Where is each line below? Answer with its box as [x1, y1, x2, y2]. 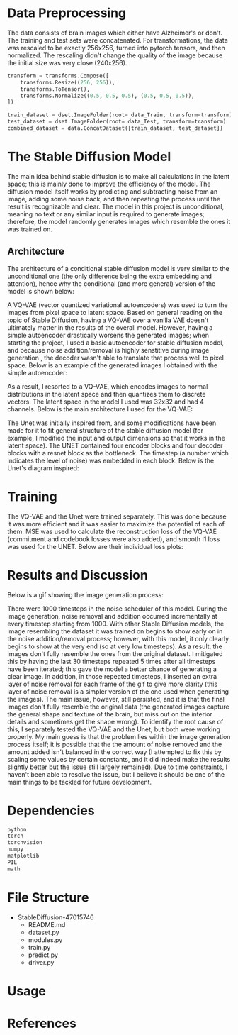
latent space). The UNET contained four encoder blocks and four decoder [7, 441, 223, 450]
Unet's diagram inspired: [7, 463, 79, 472]
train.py [28, 943, 51, 951]
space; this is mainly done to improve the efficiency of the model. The [7, 179, 211, 188]
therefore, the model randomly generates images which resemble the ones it [7, 217, 231, 226]
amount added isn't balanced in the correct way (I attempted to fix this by [7, 747, 222, 756]
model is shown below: [7, 287, 74, 295]
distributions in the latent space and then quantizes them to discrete [7, 389, 206, 398]
